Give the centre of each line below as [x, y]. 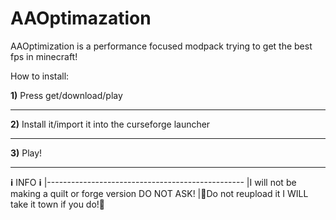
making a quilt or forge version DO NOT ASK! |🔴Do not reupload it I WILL [159, 193]
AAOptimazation [81, 18]
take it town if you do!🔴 [58, 204]
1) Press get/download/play [66, 95]
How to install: [40, 76]
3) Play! [26, 153]
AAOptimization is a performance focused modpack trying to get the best [161, 46]
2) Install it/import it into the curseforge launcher [110, 124]
